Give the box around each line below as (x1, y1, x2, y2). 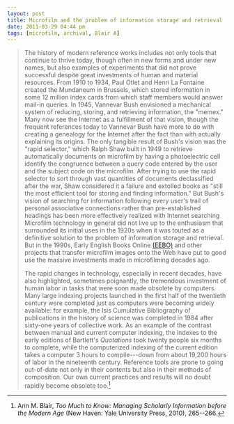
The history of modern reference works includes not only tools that (24, 49, 217, 57)
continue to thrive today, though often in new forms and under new (24, 56, 217, 65)
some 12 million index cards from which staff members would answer (24, 93, 223, 102)
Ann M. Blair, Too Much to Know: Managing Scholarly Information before (17, 401, 227, 409)
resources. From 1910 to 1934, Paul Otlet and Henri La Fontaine (24, 78, 205, 87)
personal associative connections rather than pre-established (24, 204, 201, 212)
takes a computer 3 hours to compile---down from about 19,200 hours (24, 351, 227, 359)
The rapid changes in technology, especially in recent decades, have (24, 269, 222, 278)
